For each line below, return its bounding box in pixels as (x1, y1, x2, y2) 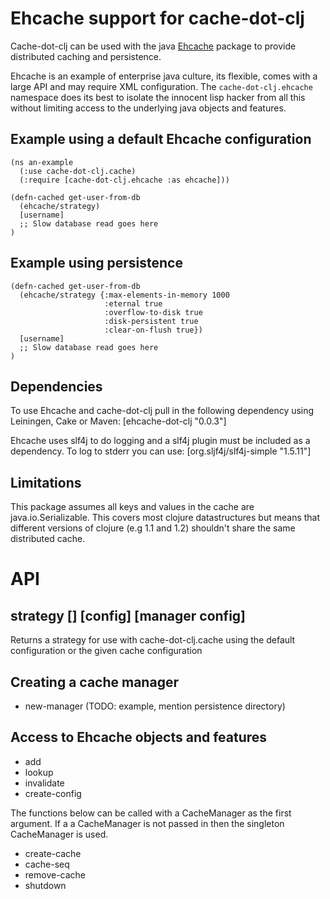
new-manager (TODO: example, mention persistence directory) (24, 700, 286, 712)
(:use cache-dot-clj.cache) (19, 166, 137, 176)
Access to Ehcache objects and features (10, 729, 268, 746)
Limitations (10, 474, 82, 491)
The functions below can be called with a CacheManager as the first (10, 807, 292, 819)
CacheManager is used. (10, 828, 109, 840)
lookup (24, 766, 54, 778)
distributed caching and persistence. (10, 50, 162, 62)
